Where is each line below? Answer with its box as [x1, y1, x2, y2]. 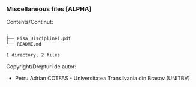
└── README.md [6, 41, 42, 47]
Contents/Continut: [6, 19, 53, 26]
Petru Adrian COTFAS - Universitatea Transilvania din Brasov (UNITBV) [14, 74, 191, 82]
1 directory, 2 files [6, 52, 61, 58]
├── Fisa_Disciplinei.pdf [6, 35, 71, 42]
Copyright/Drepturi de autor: [6, 62, 77, 70]
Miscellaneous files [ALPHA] [6, 5, 92, 13]
